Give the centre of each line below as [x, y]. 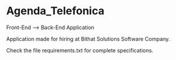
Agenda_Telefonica [55, 11]
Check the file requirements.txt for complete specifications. [80, 50]
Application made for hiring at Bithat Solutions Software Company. [88, 39]
